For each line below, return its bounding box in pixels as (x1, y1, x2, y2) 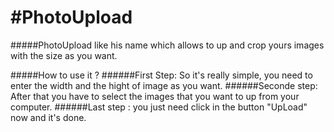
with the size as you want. (10, 49, 118, 61)
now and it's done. (10, 111, 87, 123)
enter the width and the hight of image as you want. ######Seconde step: (10, 79, 318, 91)
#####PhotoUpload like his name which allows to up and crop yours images (10, 39, 325, 51)
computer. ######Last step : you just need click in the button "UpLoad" (10, 101, 308, 113)
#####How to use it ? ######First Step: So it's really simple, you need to (10, 69, 313, 81)
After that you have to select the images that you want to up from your (10, 90, 300, 102)
